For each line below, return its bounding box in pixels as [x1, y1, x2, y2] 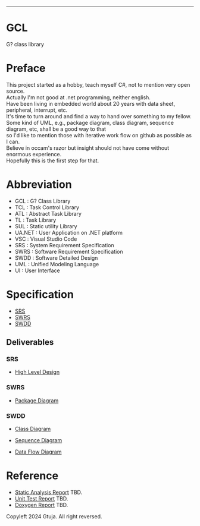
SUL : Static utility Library [14, 222, 77, 229]
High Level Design [14, 368, 60, 376]
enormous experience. [6, 150, 62, 158]
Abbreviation [6, 178, 73, 191]
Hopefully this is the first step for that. [6, 157, 99, 164]
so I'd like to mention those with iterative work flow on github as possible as [6, 131, 192, 138]
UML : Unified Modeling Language [14, 260, 99, 267]
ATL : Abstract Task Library [14, 210, 82, 217]
